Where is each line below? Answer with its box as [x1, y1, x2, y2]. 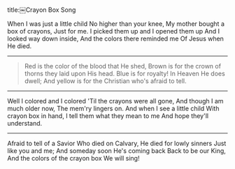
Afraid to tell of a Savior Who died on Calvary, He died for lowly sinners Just [7, 139, 227, 147]
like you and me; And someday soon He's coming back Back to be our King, [7, 147, 226, 155]
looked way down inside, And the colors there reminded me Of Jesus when [7, 34, 224, 43]
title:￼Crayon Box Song [7, 6, 76, 14]
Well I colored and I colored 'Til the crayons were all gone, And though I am [7, 97, 224, 105]
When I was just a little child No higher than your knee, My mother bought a [7, 20, 225, 28]
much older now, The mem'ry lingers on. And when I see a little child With [7, 104, 220, 112]
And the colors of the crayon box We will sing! [7, 154, 140, 162]
